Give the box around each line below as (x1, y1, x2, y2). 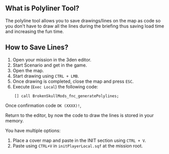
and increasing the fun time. (5, 28, 64, 35)
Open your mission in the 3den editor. (12, 56, 91, 63)
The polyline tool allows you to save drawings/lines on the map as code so (5, 17, 161, 23)
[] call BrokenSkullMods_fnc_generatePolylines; (14, 94, 119, 99)
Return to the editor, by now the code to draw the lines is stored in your (5, 112, 154, 118)
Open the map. (12, 67, 44, 73)
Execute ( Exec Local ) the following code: (12, 83, 98, 89)
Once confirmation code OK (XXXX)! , (5, 102, 82, 108)
